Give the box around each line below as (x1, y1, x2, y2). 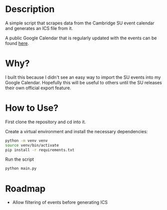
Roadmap (5, 183, 46, 194)
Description (5, 3, 55, 15)
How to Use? (5, 102, 59, 114)
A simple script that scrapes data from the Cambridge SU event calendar (5, 20, 155, 26)
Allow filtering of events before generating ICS (12, 200, 108, 206)
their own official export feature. (5, 85, 71, 91)
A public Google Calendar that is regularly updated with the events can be (5, 35, 157, 41)
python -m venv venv (5, 138, 48, 143)
